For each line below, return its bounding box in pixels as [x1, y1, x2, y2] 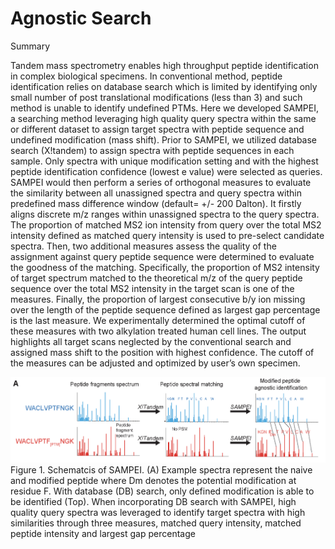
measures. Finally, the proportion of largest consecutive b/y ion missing [10, 293, 306, 305]
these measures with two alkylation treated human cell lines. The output [10, 325, 307, 337]
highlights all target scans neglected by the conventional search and [10, 335, 292, 347]
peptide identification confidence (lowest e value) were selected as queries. [10, 165, 323, 177]
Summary [10, 40, 51, 52]
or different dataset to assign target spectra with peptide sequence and [10, 123, 305, 135]
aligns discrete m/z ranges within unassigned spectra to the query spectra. [10, 208, 320, 220]
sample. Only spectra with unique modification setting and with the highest [10, 155, 319, 167]
